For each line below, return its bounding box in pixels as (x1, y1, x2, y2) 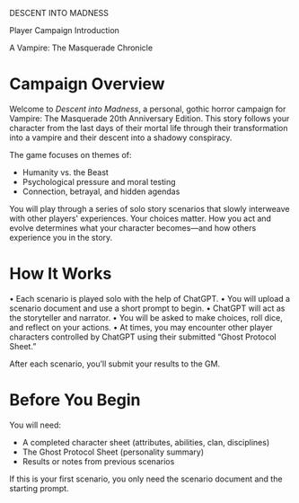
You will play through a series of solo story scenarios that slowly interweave (9, 203, 290, 214)
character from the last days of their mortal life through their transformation (9, 122, 288, 133)
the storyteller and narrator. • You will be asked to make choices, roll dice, (9, 312, 283, 322)
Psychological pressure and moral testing (22, 176, 177, 187)
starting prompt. (9, 482, 69, 493)
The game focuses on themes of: (9, 149, 132, 160)
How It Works (9, 264, 112, 284)
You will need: (9, 419, 61, 430)
